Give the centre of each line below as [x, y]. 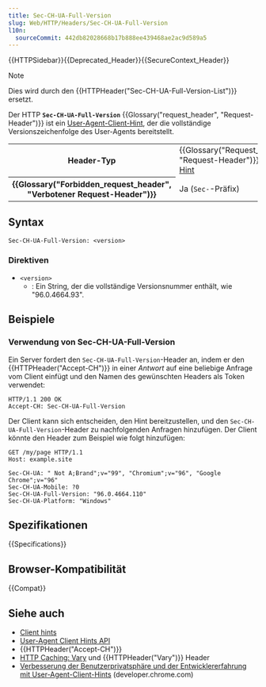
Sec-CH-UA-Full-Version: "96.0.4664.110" [78, 494]
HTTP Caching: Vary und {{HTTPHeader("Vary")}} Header [114, 657]
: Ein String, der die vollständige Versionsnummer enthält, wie [132, 286]
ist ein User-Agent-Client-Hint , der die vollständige [129, 123]
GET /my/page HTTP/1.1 [46, 452]
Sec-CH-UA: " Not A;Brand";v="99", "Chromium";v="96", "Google [115, 473]
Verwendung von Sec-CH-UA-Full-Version [92, 342]
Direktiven [28, 260]
